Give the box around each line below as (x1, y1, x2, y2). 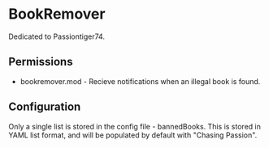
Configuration (8, 100, 81, 114)
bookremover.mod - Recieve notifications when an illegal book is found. (20, 76, 261, 86)
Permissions (8, 55, 73, 69)
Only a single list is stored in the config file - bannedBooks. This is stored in (8, 121, 262, 131)
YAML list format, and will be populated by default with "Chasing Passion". (8, 130, 258, 140)
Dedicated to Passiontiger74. (8, 32, 106, 41)
